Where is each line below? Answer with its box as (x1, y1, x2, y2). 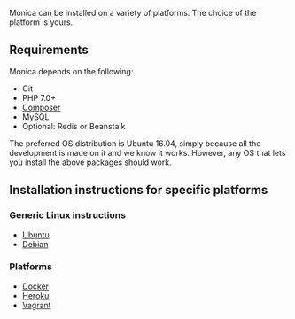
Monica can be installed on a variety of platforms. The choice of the (9, 8, 257, 18)
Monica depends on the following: (9, 66, 134, 76)
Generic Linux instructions (9, 209, 127, 222)
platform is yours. (9, 17, 74, 27)
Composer (21, 102, 61, 113)
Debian (21, 238, 49, 249)
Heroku (21, 290, 50, 300)
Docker (21, 281, 50, 292)
